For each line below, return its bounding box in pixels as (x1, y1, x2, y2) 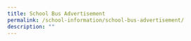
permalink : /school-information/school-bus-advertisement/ (7, 17, 185, 24)
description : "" (7, 23, 55, 30)
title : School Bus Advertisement (7, 10, 106, 17)
